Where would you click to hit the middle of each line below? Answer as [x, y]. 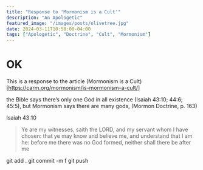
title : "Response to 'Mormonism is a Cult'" [64, 12]
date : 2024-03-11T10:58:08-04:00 [49, 29]
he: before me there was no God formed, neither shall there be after [106, 143]
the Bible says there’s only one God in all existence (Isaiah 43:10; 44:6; [95, 100]
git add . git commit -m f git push [47, 161]
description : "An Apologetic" [45, 18]
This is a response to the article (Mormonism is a [67, 81]
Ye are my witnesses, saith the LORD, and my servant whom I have [105, 130]
